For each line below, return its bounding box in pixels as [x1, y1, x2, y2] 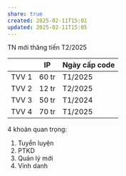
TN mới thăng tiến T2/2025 [7, 43, 88, 52]
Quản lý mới [17, 154, 53, 162]
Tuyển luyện [17, 139, 54, 147]
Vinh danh [17, 162, 48, 170]
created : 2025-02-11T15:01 [7, 17, 88, 24]
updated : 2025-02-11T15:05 [7, 24, 88, 31]
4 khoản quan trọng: [7, 125, 68, 134]
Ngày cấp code [62, 60, 115, 70]
